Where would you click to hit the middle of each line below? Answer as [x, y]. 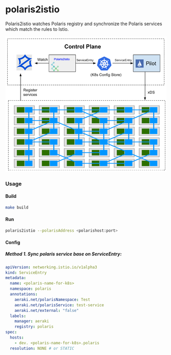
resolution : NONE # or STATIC [42, 348]
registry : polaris [34, 327]
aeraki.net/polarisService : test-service [59, 305]
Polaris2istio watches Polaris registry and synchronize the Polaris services [84, 24]
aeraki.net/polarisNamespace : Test [52, 300]
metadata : [16, 278]
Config [13, 242]
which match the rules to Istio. [37, 29]
